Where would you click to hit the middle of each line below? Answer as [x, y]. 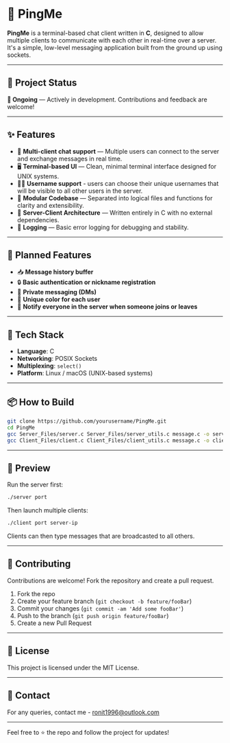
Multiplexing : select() [49, 366]
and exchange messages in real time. [69, 158]
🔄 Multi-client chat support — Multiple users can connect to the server [118, 151]
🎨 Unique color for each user [59, 299]
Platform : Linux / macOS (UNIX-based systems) [85, 373]
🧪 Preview [29, 468]
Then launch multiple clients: [48, 510]
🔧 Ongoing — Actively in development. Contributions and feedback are [107, 99]
